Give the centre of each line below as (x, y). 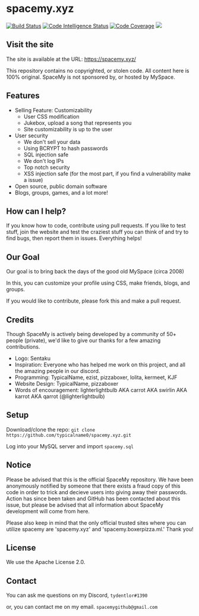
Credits (20, 320)
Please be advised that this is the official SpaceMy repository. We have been (100, 479)
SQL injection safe (46, 155)
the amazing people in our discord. (57, 371)
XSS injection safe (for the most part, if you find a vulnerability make (107, 173)
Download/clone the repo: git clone (51, 429)
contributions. (23, 347)
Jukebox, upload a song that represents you (78, 123)
